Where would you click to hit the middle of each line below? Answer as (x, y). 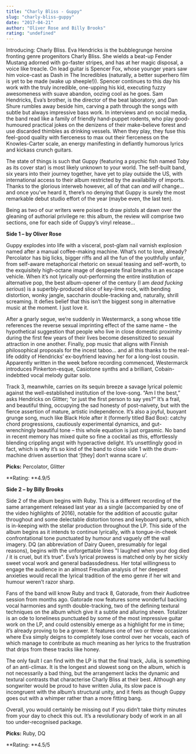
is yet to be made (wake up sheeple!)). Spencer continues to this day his (93, 81)
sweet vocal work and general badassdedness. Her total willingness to (91, 563)
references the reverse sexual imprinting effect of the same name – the (92, 325)
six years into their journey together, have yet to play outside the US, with (94, 174)
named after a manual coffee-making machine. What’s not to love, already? (97, 252)
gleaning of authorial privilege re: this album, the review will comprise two (95, 216)
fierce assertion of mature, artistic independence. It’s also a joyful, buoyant (96, 412)
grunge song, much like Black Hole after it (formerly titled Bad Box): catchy (96, 418)
